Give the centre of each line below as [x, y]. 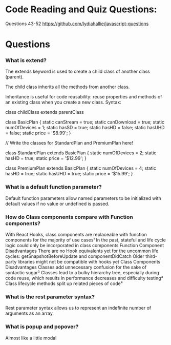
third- [151, 256]
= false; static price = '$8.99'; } [38, 133]
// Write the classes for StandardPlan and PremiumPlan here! [69, 143]
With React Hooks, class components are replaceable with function [76, 235]
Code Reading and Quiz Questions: [81, 9]
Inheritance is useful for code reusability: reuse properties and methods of [84, 97]
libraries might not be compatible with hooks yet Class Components [89, 262]
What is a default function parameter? [54, 187]
